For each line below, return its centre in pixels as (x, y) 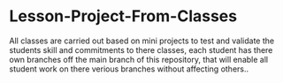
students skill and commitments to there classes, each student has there (141, 49)
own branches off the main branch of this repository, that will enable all (138, 59)
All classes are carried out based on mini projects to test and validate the (142, 41)
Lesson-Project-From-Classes (123, 16)
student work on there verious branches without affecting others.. (129, 69)
